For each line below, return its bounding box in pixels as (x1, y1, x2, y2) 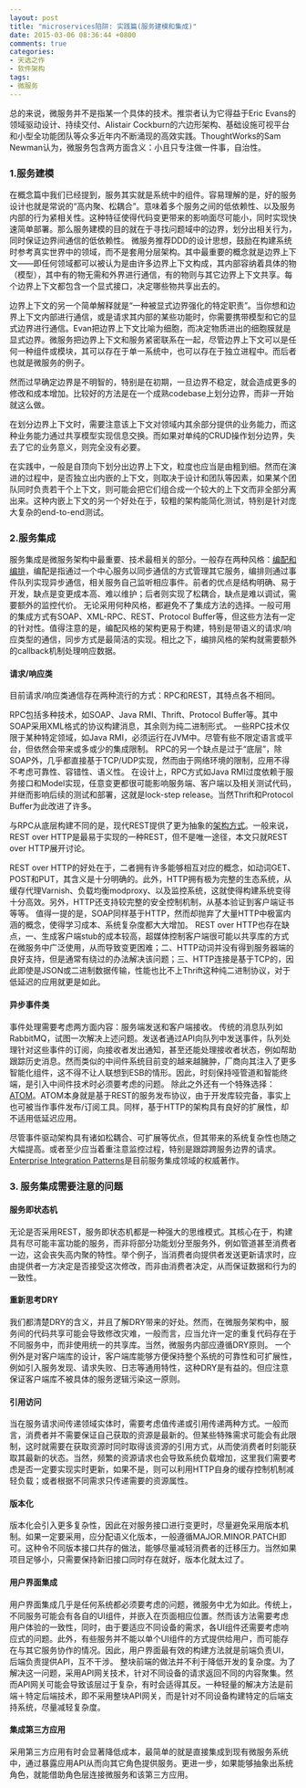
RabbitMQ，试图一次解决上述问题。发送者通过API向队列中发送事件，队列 (9, 1033, 283, 1044)
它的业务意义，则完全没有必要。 (25, 441, 146, 452)
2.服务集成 (9, 531, 56, 544)
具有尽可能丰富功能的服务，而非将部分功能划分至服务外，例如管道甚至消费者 (9, 1237, 297, 1248)
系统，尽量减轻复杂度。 (16, 1701, 106, 1712)
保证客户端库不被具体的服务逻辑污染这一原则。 (9, 1373, 185, 1384)
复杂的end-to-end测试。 (16, 506, 109, 517)
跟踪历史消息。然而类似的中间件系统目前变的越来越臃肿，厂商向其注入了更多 (9, 1056, 297, 1067)
